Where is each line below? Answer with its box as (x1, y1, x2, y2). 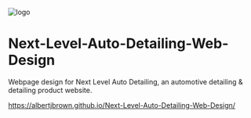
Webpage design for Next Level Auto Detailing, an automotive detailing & (8, 77, 243, 86)
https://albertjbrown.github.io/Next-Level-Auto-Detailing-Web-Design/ (8, 100, 236, 109)
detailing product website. (8, 85, 93, 95)
